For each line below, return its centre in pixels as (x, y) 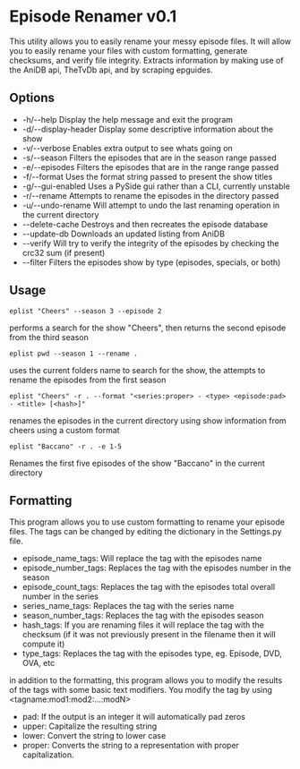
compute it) (43, 644)
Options (32, 98)
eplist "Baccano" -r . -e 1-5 (66, 446)
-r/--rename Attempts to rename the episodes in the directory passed (150, 195)
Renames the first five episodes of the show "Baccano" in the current (137, 463)
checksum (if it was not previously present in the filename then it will (149, 635)
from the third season (49, 337)
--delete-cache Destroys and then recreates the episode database (145, 224)
